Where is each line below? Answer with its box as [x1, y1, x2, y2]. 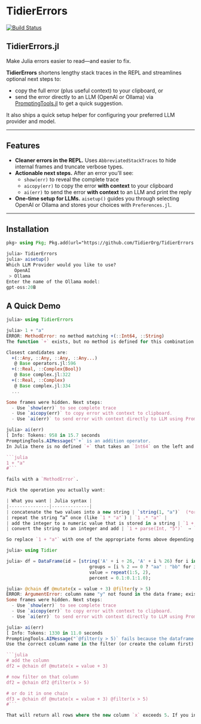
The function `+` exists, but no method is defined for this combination [6, 339, 194, 345]
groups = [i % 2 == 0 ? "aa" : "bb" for [89, 563, 191, 570]
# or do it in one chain [6, 690, 68, 696]
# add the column [6, 657, 50, 663]
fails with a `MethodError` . [6, 476, 79, 482]
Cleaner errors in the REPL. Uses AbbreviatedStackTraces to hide [14, 156, 176, 164]
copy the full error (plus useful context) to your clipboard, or [14, 87, 163, 94]
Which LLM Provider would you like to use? [6, 262, 117, 268]
